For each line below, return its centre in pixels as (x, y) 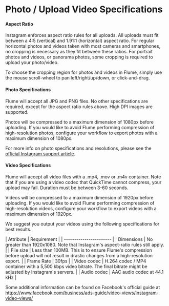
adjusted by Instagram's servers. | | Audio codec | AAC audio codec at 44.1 (84, 272)
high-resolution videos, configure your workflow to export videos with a (81, 208)
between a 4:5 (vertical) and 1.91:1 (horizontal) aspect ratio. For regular (80, 41)
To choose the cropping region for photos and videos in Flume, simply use (84, 72)
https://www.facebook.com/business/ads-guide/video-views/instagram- (82, 293)
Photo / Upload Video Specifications (84, 9)
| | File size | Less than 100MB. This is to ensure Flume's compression (79, 250)
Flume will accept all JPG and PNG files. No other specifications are (77, 101)
